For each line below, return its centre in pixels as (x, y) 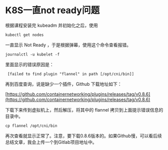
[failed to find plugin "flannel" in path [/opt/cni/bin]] (71, 74)
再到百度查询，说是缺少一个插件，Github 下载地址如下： (64, 84)
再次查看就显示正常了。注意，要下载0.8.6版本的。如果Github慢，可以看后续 (84, 136)
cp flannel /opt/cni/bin (31, 126)
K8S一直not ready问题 (52, 10)
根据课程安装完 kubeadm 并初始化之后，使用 (52, 25)
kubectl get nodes (24, 35)
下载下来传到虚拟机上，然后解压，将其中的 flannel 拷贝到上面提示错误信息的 (84, 110)
